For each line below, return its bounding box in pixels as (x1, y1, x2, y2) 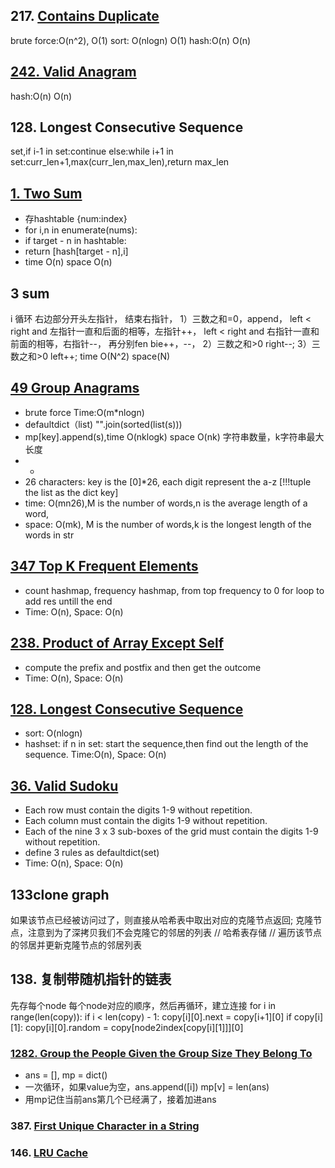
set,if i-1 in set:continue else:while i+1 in (10, 145, 174, 158)
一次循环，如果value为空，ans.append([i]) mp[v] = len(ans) (24, 1081, 270, 1093)
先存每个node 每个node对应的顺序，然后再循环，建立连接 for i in (10, 999, 277, 1011)
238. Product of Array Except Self (10, 635, 225, 652)
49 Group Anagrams (10, 380, 140, 397)
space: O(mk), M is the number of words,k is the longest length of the (24, 518, 312, 530)
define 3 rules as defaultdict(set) (24, 847, 160, 859)
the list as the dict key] (24, 486, 119, 498)
